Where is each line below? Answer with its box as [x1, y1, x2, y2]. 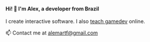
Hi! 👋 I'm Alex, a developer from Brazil [5, 5, 100, 12]
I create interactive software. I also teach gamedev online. [5, 18, 145, 25]
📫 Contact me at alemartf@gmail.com [5, 29, 98, 36]
